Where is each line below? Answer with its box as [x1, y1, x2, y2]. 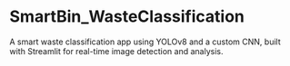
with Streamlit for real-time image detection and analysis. [9, 45, 224, 56]
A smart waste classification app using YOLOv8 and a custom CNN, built [9, 36, 282, 47]
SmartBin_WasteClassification [9, 6, 245, 27]
